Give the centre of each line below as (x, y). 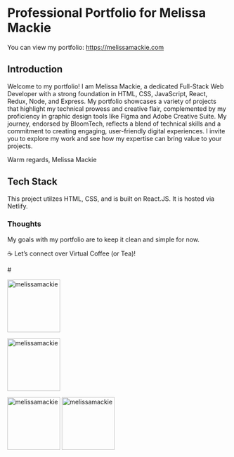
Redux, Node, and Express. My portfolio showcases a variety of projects (112, 101)
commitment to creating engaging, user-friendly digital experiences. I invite (116, 131)
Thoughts (24, 224)
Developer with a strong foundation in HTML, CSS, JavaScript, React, (108, 93)
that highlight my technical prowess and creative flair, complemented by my (117, 108)
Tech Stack (32, 181)
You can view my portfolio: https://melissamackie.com (86, 47)
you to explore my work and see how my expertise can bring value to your (115, 138)
